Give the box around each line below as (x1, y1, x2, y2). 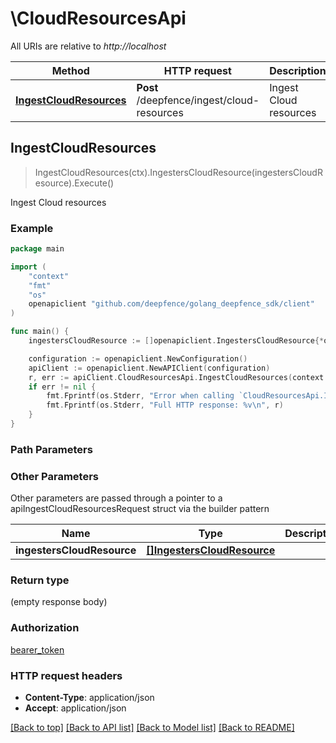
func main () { (10, 327, 70, 337)
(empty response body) (10, 596, 108, 608)
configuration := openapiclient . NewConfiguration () (28, 353, 248, 364)
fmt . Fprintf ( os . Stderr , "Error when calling (46, 391, 235, 401)
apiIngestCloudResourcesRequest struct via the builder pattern (10, 503, 270, 515)
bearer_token (10, 643, 65, 656)
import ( (10, 262, 47, 272)
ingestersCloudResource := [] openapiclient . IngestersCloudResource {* (28, 336, 325, 346)
